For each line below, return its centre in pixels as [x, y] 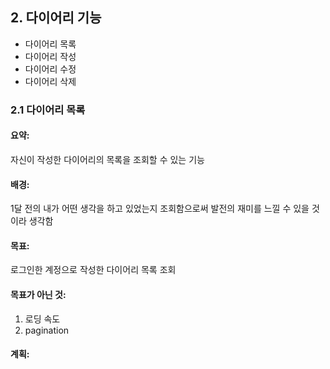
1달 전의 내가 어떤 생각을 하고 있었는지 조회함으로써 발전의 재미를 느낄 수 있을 [160, 209]
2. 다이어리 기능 [56, 18]
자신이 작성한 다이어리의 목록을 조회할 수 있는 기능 [107, 159]
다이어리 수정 [50, 69]
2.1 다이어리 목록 [48, 110]
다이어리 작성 [50, 56]
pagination [47, 330]
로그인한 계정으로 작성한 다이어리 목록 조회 [93, 270]
